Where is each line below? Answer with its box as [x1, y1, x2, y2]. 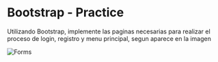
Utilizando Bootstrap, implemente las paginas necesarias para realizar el [7, 27, 210, 35]
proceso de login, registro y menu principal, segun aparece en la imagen [7, 34, 212, 42]
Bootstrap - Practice [7, 5, 124, 20]
